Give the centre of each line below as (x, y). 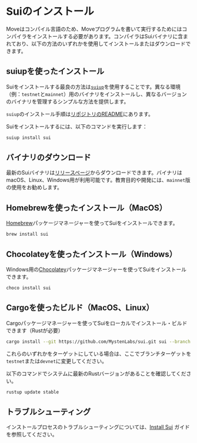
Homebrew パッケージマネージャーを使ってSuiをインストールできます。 (92, 223)
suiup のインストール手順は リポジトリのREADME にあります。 (80, 114)
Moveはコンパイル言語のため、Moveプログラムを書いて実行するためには (94, 29)
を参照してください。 (32, 434)
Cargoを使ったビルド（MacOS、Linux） (80, 308)
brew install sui (27, 234)
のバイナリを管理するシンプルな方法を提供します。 (68, 101)
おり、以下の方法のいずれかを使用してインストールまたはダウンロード (101, 44)
